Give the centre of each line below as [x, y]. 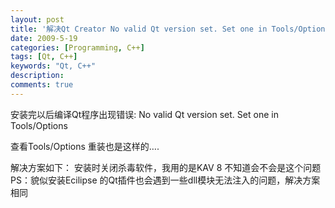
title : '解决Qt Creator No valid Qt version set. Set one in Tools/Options [170, 29]
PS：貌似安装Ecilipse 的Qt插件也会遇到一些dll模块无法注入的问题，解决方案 [165, 180]
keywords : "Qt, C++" [53, 66]
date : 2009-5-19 [44, 38]
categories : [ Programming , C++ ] [77, 47]
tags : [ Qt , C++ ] [44, 57]
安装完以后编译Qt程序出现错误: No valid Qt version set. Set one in [144, 114]
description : [37, 76]
